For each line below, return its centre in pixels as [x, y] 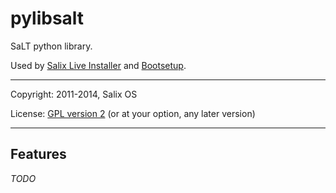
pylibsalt [47, 18]
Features [38, 154]
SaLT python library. [51, 46]
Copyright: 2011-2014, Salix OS [74, 94]
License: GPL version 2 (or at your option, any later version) [133, 113]
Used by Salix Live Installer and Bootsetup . [98, 65]
